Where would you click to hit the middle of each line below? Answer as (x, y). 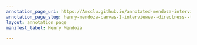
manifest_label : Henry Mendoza (44, 28)
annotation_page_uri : (33, 11)
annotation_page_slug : (34, 17)
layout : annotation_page (36, 22)
